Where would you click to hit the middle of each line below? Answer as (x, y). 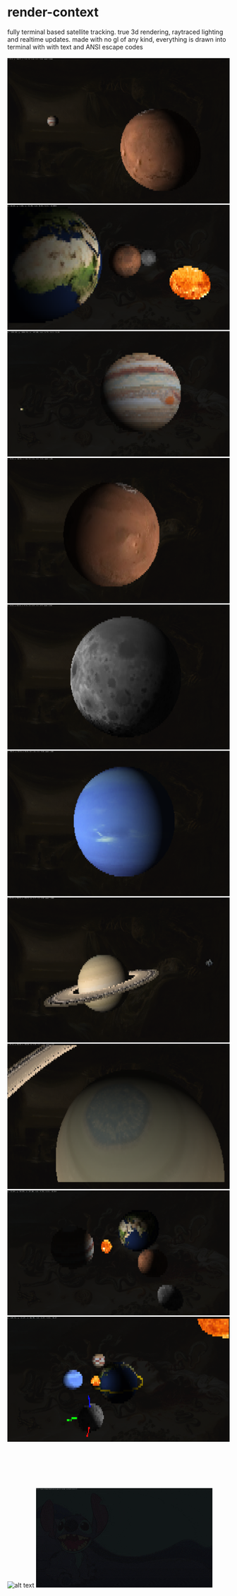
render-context (53, 12)
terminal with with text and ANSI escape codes (75, 47)
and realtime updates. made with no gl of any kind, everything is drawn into (117, 39)
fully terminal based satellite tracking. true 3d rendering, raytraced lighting (115, 32)
